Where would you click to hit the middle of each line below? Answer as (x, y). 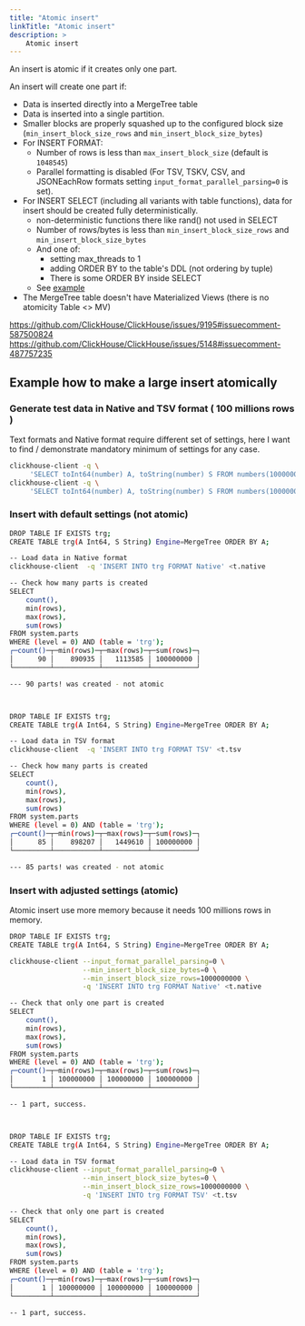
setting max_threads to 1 (95, 259)
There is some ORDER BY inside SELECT (126, 278)
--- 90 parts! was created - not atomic (87, 684)
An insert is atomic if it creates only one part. (93, 69)
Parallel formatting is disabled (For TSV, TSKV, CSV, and (141, 172)
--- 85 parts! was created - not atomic (87, 867)
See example (60, 288)
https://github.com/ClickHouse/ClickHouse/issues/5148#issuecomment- (145, 344)
